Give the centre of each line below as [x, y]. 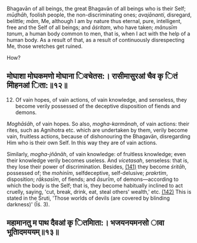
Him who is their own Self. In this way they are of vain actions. [82, 142]
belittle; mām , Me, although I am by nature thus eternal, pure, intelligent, [94, 21]
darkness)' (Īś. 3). [28, 204]
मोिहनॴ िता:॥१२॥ [37, 85]
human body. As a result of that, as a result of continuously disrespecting [96, 40]
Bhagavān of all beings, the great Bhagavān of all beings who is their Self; [96, 9]
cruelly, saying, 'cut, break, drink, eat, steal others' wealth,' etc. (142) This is [99, 192]
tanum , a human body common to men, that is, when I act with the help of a [98, 34]
